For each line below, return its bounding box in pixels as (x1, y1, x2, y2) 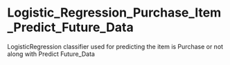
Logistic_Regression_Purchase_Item (7, 5, 222, 21)
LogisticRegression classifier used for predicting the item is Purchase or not (7, 42, 224, 50)
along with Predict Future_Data (7, 50, 96, 58)
